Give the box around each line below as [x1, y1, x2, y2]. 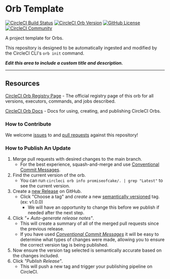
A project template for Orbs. [5, 35, 64, 41]
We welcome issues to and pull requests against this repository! [5, 132, 138, 138]
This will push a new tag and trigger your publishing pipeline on [20, 263, 153, 269]
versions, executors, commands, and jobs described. [5, 98, 116, 104]
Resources [5, 79, 40, 88]
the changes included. [12, 253, 59, 259]
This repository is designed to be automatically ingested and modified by [5, 44, 157, 51]
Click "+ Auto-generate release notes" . [12, 215, 95, 221]
